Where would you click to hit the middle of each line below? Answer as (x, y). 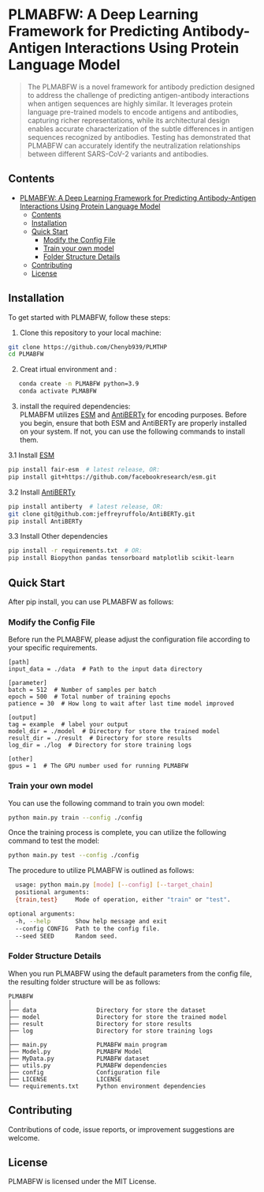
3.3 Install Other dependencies (58, 536)
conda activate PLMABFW (58, 391)
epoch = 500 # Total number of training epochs (89, 697)
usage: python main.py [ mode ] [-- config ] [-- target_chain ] (114, 885)
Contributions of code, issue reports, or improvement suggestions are (121, 1129)
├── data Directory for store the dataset (107, 1010)
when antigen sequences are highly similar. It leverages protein (130, 103)
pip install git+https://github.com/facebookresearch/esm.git (112, 477)
